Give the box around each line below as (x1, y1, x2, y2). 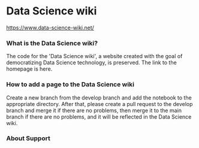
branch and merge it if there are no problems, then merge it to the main (6, 107, 182, 114)
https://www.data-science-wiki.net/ (6, 24, 95, 31)
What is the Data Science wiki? (6, 39, 98, 47)
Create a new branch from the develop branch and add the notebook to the (6, 94, 192, 101)
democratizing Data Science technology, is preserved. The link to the (6, 59, 177, 67)
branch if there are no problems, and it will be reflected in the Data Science (6, 113, 192, 120)
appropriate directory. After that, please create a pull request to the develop (6, 100, 193, 107)
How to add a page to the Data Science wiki (6, 80, 135, 89)
